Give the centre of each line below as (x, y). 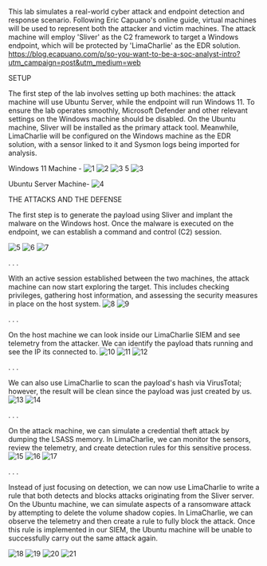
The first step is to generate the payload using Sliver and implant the (121, 215)
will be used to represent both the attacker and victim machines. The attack (132, 28)
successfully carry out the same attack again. (83, 538)
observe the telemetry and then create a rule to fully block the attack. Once (132, 521)
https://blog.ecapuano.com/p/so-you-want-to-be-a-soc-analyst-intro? (124, 54)
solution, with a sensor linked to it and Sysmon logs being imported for (124, 144)
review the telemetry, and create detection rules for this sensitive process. (130, 448)
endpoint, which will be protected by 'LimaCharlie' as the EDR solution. (124, 46)
